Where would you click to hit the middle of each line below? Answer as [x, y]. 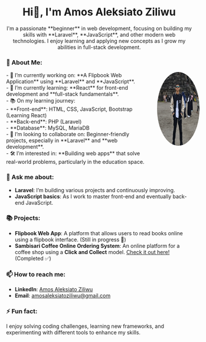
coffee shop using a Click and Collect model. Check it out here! [92, 252]
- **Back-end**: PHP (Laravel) [44, 122]
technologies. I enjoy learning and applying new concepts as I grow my [99, 41]
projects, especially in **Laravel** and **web [62, 140]
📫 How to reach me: [36, 274]
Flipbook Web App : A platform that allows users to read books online [99, 233]
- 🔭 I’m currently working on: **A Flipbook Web [64, 75]
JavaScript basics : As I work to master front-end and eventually [93, 196]
